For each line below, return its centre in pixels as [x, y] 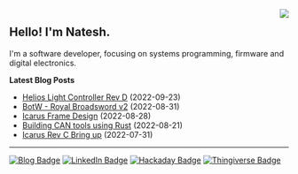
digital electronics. [43, 63]
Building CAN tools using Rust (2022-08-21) [102, 125]
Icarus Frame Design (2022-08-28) [86, 116]
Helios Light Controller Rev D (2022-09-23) [101, 97]
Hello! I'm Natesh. [60, 32]
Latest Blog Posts [42, 79]
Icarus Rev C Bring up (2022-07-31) [87, 134]
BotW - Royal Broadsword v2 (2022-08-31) [101, 106]
